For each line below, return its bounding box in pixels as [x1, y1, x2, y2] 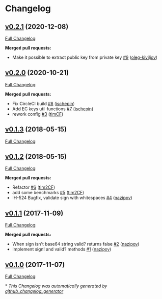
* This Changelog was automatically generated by [5, 283, 108, 289]
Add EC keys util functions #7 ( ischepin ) [12, 106, 94, 112]
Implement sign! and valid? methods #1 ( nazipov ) [12, 246, 111, 252]
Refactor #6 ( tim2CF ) [12, 184, 55, 190]
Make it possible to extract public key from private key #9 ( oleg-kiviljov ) [12, 54, 158, 60]
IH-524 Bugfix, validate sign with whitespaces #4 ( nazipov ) [12, 195, 133, 201]
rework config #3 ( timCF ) [12, 111, 64, 117]
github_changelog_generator [5, 288, 64, 294]
